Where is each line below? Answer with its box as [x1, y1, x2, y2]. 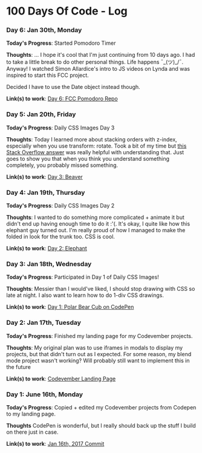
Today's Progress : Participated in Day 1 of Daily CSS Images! [6, 273, 159, 281]
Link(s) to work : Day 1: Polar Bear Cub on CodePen [6, 304, 134, 311]
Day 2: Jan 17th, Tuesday [6, 319, 82, 327]
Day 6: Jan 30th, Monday [6, 26, 82, 34]
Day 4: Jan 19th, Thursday [6, 188, 85, 197]
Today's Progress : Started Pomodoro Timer [6, 39, 116, 47]
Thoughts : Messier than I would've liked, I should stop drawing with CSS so [6, 285, 195, 293]
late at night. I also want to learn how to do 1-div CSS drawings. [6, 292, 165, 299]
